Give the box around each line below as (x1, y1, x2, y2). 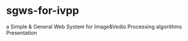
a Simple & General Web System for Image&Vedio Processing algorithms (6, 23, 182, 30)
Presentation (6, 29, 37, 36)
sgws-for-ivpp (6, 4, 79, 17)
